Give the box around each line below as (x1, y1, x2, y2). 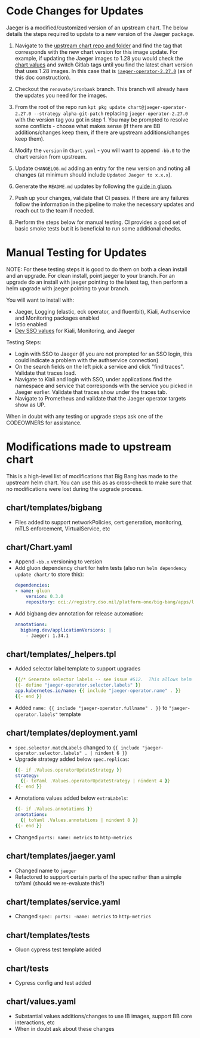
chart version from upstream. (14, 153, 87, 160)
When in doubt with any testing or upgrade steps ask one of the (6, 412, 163, 420)
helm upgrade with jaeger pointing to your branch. (6, 284, 130, 292)
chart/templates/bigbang (6, 503, 103, 513)
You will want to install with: (6, 296, 75, 303)
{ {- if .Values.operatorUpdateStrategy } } (14, 767, 122, 773)
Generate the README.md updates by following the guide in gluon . (14, 183, 173, 190)
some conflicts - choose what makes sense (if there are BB (14, 122, 161, 129)
